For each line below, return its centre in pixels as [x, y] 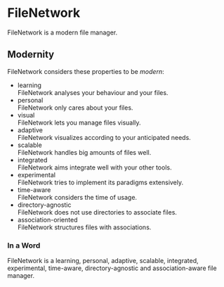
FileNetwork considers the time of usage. [77, 197]
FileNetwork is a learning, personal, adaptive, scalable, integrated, [103, 261]
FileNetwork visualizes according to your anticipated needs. [104, 137]
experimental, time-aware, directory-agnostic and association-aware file [112, 268]
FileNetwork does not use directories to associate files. [97, 212]
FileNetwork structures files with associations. [84, 227]
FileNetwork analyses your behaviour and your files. [93, 92]
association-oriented [47, 219]
